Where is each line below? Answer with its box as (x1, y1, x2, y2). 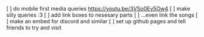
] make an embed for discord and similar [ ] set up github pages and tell (6, 18, 186, 24)
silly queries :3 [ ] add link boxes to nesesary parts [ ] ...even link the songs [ (6, 11, 198, 18)
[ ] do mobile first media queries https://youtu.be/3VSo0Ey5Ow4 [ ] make (6, 5, 191, 12)
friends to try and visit (6, 24, 62, 31)
